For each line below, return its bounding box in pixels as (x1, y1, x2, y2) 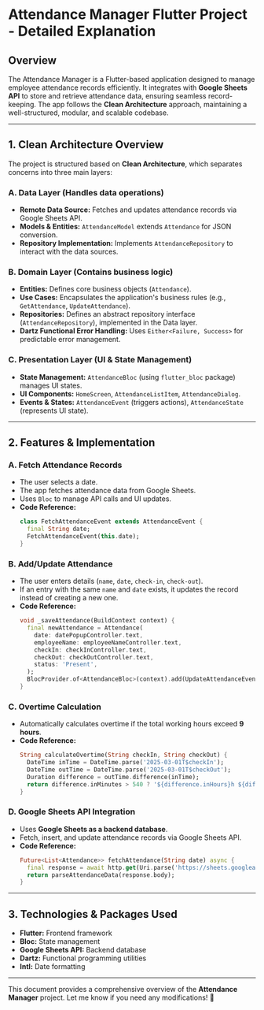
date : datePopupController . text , (34, 631, 144, 639)
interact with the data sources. (19, 247, 119, 257)
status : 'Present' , (34, 660, 98, 669)
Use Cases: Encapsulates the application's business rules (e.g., (19, 293, 226, 303)
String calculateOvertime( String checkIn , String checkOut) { (19, 751, 228, 759)
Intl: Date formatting (19, 962, 86, 971)
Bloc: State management (19, 937, 101, 946)
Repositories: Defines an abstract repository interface (19, 310, 196, 319)
